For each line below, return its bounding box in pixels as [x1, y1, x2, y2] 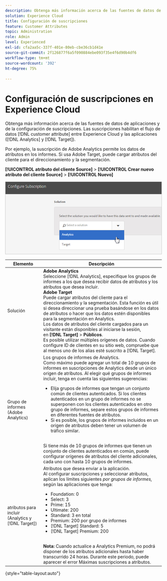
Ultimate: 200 [50, 507, 79, 513]
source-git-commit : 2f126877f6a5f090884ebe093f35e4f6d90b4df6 [5, 50, 137, 55]
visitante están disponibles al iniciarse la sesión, [43, 326, 141, 332]
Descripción [88, 261, 114, 267]
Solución [7, 307, 26, 314]
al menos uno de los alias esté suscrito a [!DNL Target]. [43, 347, 156, 353]
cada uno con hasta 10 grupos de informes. [43, 459, 133, 465]
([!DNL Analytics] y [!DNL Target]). [5, 136, 76, 142]
